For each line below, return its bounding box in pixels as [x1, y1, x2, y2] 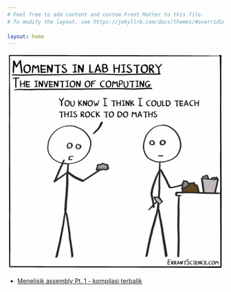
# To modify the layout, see [7, 18, 91, 25]
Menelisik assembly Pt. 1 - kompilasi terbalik [16, 277, 142, 285]
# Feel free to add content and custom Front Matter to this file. [7, 11, 205, 18]
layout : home [7, 33, 45, 40]
